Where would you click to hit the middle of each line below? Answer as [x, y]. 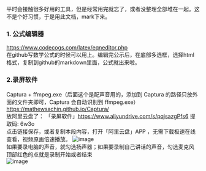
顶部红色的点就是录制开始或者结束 [49, 154]
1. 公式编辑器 [25, 34]
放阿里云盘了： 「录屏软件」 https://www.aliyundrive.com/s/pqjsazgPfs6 [97, 116]
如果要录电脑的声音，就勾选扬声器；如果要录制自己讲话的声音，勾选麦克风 [100, 147]
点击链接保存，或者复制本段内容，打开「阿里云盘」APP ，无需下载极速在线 [101, 131]
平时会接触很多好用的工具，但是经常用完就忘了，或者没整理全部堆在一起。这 [103, 9]
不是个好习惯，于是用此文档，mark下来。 [59, 16]
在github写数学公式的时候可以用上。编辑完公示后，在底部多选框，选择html [101, 55]
